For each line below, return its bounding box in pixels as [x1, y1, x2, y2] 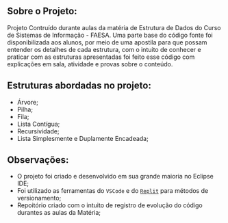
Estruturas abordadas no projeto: [7, 80, 152, 92]
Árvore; [16, 98, 39, 106]
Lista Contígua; [16, 120, 60, 128]
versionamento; [16, 194, 62, 202]
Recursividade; [16, 127, 60, 135]
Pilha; [16, 105, 33, 114]
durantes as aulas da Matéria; [16, 209, 101, 217]
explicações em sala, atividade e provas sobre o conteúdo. [7, 60, 173, 68]
